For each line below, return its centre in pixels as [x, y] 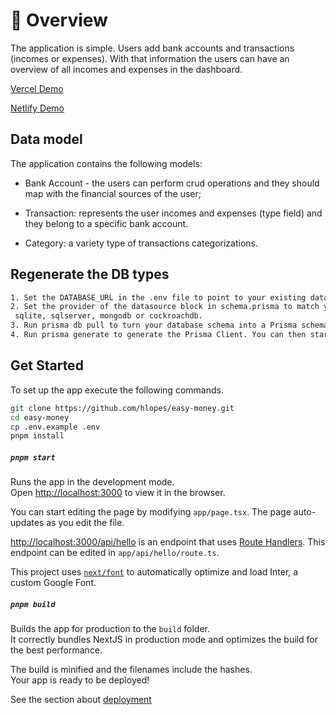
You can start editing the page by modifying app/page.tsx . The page [151, 512]
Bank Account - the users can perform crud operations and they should [172, 183]
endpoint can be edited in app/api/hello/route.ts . [115, 553]
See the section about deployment [81, 700]
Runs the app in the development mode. [92, 482]
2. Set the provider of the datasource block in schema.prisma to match [165, 307]
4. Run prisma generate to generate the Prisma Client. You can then [158, 335]
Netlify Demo [37, 108]
